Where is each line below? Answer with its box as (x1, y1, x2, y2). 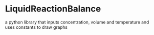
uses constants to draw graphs (5, 24, 67, 30)
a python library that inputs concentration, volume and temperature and (5, 19, 149, 25)
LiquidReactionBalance (5, 3, 101, 14)
